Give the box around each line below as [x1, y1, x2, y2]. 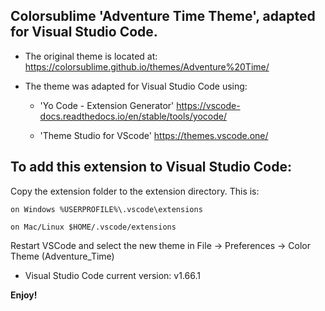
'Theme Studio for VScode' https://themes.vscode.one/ [39, 129, 269, 141]
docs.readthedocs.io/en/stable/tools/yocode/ [39, 110, 227, 122]
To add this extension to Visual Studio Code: [10, 159, 292, 176]
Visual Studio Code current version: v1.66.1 [24, 269, 201, 281]
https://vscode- [176, 99, 241, 111]
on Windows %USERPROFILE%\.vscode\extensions [10, 204, 203, 214]
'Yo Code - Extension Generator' [39, 99, 175, 111]
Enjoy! [10, 289, 38, 301]
